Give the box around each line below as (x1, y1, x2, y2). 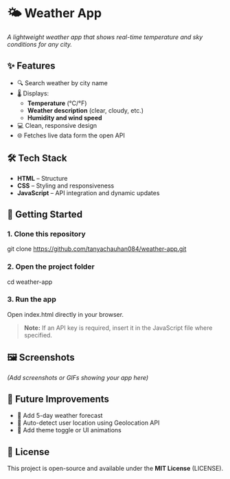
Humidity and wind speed (27, 113, 102, 122)
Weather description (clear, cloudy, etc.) (27, 106, 144, 114)
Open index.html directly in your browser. (7, 310, 124, 318)
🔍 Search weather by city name (16, 78, 108, 87)
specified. (23, 331, 53, 339)
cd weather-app (7, 278, 53, 286)
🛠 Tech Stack (7, 153, 67, 164)
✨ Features (7, 60, 56, 72)
